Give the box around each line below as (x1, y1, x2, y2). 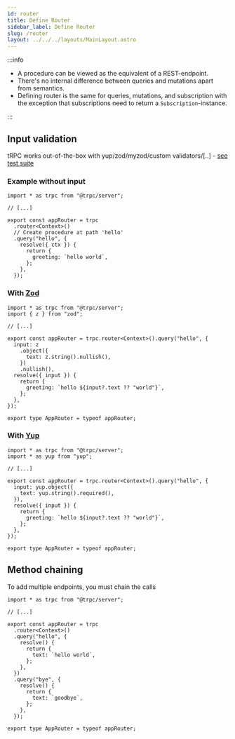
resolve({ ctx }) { (20, 241, 77, 249)
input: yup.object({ (13, 483, 74, 491)
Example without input (7, 176, 86, 186)
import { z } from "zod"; (7, 310, 83, 318)
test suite (7, 158, 34, 167)
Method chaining (7, 564, 83, 576)
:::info (7, 55, 24, 64)
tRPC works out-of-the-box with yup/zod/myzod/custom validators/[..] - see (7, 151, 228, 160)
